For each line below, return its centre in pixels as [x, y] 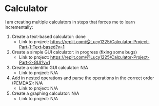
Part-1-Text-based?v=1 [42, 47]
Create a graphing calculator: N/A [45, 93]
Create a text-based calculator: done [49, 36]
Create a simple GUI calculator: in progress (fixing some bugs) [74, 52]
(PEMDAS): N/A [27, 83]
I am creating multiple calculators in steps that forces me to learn [70, 22]
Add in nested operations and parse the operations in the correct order [83, 78]
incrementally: [19, 27]
